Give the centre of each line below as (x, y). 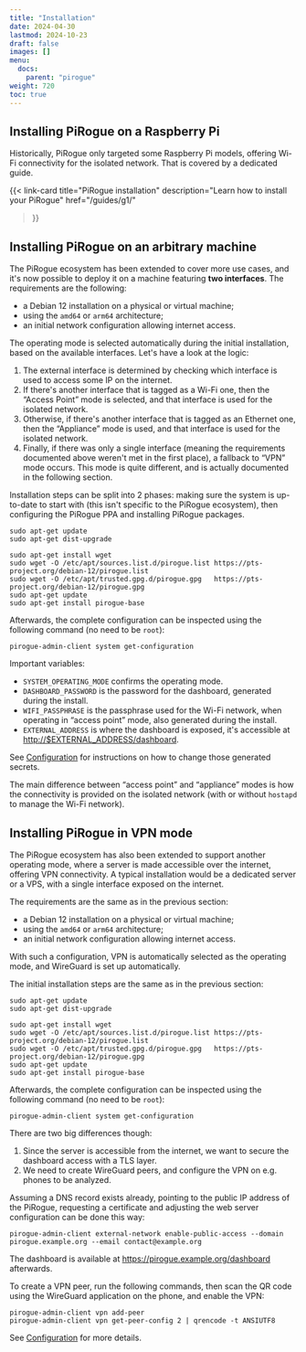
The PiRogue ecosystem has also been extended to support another (138, 855)
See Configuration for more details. (75, 1337)
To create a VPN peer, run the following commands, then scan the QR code (151, 1286)
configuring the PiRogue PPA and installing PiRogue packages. (127, 515)
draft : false (34, 43)
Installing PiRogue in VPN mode (101, 833)
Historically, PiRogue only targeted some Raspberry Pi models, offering (143, 154)
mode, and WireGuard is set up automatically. (95, 966)
